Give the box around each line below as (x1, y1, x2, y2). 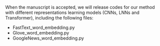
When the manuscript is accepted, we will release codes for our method (5, 4, 155, 10)
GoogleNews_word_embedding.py (12, 35, 84, 41)
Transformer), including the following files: (5, 15, 93, 20)
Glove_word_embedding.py (12, 30, 70, 35)
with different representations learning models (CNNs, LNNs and (5, 9, 140, 15)
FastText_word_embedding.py (12, 24, 75, 30)
